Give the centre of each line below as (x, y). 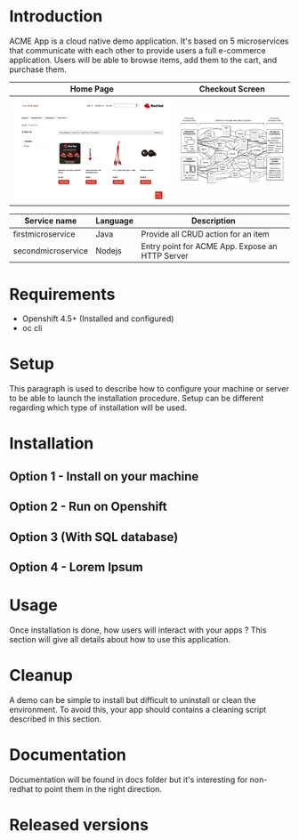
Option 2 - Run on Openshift (88, 507)
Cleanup (41, 676)
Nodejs (109, 251)
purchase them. (38, 69)
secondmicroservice (51, 251)
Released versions (79, 824)
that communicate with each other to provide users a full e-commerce (138, 50)
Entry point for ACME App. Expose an (209, 246)
